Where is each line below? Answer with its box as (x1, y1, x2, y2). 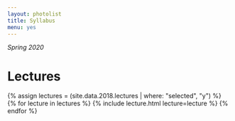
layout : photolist (7, 10, 62, 18)
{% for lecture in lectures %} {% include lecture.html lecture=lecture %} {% (7, 99, 229, 107)
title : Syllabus (7, 17, 55, 24)
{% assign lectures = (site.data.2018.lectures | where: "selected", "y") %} (7, 92, 222, 100)
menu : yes (7, 23, 37, 31)
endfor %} (7, 107, 38, 115)
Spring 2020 (7, 43, 44, 52)
